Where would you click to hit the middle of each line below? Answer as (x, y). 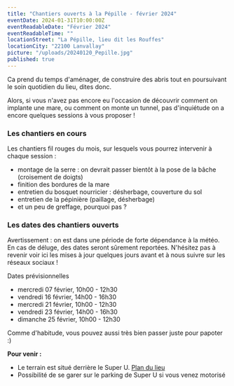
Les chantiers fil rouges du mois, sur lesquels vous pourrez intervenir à (110, 149)
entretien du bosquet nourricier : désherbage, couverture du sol (110, 192)
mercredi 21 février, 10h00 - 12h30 (67, 305)
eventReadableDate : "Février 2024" (59, 27)
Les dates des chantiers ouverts (63, 225)
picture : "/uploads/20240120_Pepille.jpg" (70, 53)
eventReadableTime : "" (40, 33)
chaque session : (32, 156)
